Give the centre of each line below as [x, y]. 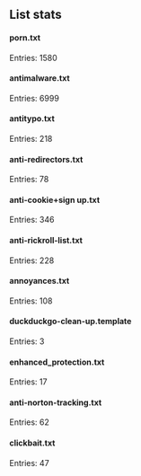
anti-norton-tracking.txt [56, 402]
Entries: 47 [29, 463]
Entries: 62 [29, 422]
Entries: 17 [28, 382]
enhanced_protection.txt [57, 362]
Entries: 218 [31, 139]
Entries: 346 [32, 220]
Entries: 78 [29, 180]
